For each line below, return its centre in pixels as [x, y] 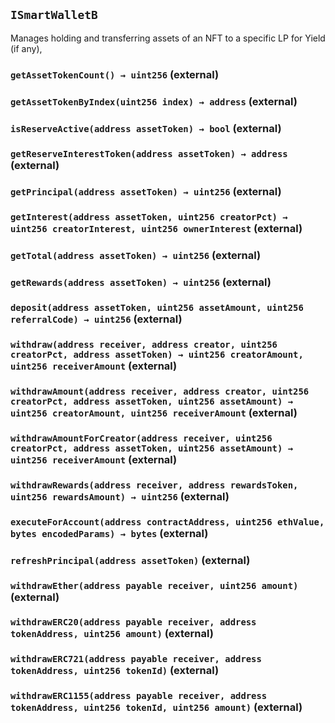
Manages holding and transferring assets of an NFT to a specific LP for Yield [168, 38]
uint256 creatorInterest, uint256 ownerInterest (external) [156, 229]
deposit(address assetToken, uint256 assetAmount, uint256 [157, 308]
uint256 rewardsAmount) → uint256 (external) [120, 496]
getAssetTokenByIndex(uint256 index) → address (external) [154, 101]
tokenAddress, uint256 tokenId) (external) [115, 671]
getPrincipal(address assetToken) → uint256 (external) [146, 192]
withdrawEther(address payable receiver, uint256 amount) [154, 585]
